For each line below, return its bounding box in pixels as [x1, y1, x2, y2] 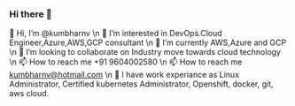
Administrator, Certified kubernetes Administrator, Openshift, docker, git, [9, 79, 274, 89]
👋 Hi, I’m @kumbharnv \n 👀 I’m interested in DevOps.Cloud [9, 28, 223, 39]
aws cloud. [9, 88, 50, 99]
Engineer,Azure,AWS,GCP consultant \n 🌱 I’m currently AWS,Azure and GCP [9, 37, 286, 48]
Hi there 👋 [9, 8, 53, 20]
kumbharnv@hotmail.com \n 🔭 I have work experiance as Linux [9, 70, 240, 80]
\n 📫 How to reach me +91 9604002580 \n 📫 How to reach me [9, 57, 243, 67]
